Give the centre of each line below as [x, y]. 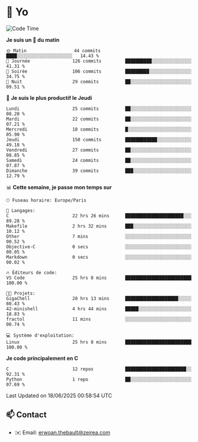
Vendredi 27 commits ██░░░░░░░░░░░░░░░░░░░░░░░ [99, 150]
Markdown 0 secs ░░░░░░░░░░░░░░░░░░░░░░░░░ [99, 257]
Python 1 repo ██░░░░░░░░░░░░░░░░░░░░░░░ [99, 379]
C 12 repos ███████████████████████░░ [99, 369]
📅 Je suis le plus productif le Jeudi [49, 97]
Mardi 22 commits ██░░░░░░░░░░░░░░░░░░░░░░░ [99, 119]
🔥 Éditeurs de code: [32, 272]
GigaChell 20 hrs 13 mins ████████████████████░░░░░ [99, 298]
